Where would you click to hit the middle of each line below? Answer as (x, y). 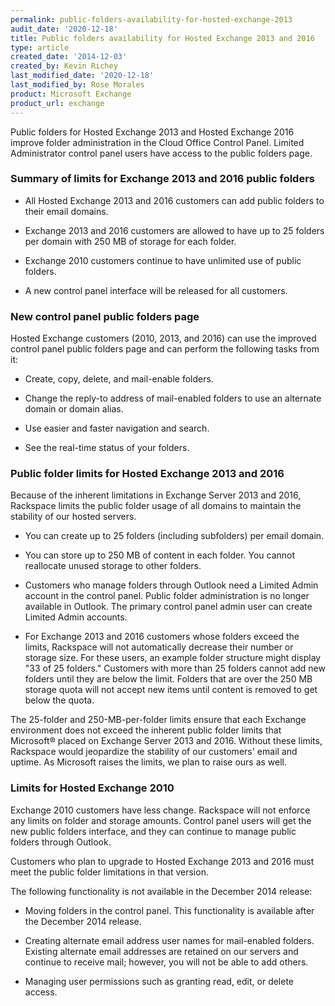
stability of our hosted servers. (73, 517)
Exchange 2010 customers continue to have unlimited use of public (163, 260)
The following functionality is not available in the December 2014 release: (161, 891)
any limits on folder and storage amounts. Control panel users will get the (161, 820)
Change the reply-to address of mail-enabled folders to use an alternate (173, 398)
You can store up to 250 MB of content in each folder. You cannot (160, 555)
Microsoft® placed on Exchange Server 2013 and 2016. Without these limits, (166, 741)
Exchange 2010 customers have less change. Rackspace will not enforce (160, 810)
